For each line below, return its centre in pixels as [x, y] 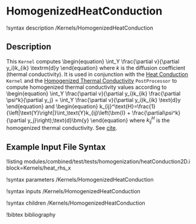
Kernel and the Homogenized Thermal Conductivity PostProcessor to [92, 80]
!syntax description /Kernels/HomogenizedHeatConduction [80, 28]
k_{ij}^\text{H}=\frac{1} [127, 106]
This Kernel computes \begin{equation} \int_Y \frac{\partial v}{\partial [93, 61]
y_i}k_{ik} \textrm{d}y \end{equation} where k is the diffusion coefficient [96, 68]
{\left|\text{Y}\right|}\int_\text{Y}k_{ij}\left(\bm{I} [66, 112]
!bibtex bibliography [31, 215]
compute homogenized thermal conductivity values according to [87, 87]
